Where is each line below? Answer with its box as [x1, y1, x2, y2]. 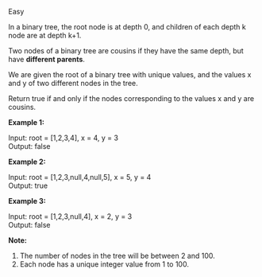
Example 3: [8, 197, 46, 205]
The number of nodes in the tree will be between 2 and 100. [19, 251, 216, 260]
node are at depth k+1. [8, 31, 82, 40]
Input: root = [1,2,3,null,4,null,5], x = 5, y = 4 [8, 173, 152, 181]
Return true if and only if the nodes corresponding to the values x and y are [8, 94, 255, 103]
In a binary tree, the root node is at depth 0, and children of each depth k [8, 22, 246, 31]
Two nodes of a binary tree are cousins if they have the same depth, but [8, 46, 244, 55]
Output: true [8, 181, 48, 190]
